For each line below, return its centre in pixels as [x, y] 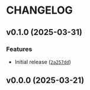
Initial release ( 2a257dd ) [43, 62]
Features [19, 49]
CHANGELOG [39, 10]
